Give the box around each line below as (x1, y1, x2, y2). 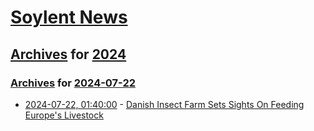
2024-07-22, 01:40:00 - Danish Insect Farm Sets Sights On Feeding (24, 98, 305, 110)
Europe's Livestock (24, 109, 104, 121)
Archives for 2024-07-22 (10, 76, 136, 90)
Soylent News (10, 6, 128, 29)
